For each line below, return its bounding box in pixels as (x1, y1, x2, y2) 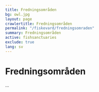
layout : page (5, 16, 32, 21)
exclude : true (5, 40, 35, 45)
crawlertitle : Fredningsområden (5, 21, 72, 26)
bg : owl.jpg (5, 12, 30, 17)
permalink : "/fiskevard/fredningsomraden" (5, 26, 95, 31)
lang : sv (5, 44, 23, 49)
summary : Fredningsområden (5, 30, 61, 35)
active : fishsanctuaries (5, 35, 57, 40)
